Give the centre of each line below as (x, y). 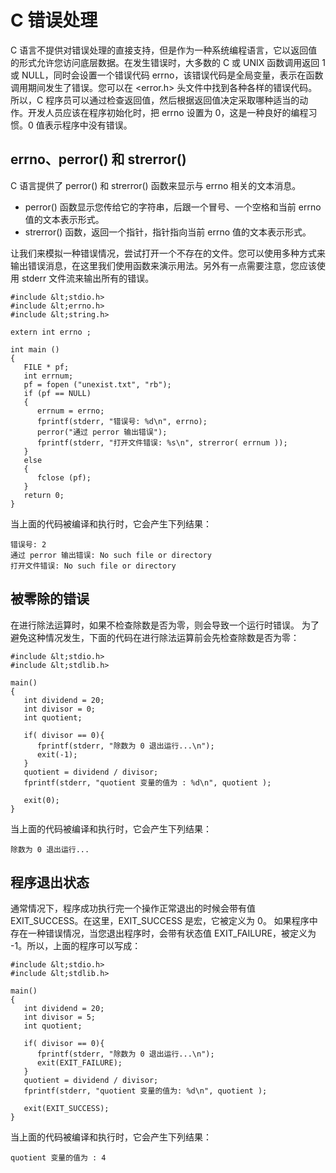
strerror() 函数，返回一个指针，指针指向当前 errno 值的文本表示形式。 (168, 232)
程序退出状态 (50, 882)
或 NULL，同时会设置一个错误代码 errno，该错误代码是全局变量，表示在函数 (167, 75)
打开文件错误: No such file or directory (93, 566)
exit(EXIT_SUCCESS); (66, 1109)
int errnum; (48, 376)
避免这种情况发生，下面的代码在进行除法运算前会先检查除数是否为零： (155, 637)
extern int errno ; (51, 332)
